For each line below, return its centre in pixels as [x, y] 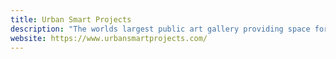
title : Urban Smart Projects [71, 19]
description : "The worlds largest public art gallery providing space [160, 29]
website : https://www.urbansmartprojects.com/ [109, 38]
